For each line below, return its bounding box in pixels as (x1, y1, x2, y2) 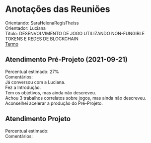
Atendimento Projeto (5, 115, 71, 123)
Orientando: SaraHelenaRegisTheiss (5, 20, 79, 26)
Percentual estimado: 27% (5, 69, 60, 74)
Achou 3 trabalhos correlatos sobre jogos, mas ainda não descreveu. (5, 95, 147, 101)
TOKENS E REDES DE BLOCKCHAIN (5, 36, 78, 42)
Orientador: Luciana (5, 25, 46, 31)
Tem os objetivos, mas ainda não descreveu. (5, 89, 96, 95)
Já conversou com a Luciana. (5, 79, 66, 85)
